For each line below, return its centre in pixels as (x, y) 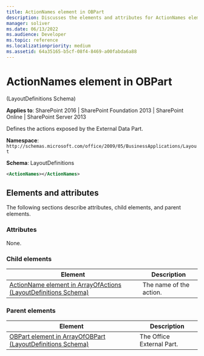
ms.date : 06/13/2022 (32, 29)
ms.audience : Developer (36, 35)
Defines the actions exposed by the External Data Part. (75, 128)
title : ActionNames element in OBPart (55, 12)
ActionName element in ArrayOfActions (65, 285)
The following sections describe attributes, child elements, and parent (93, 208)
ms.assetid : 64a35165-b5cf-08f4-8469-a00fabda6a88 (72, 52)
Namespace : (23, 140)
